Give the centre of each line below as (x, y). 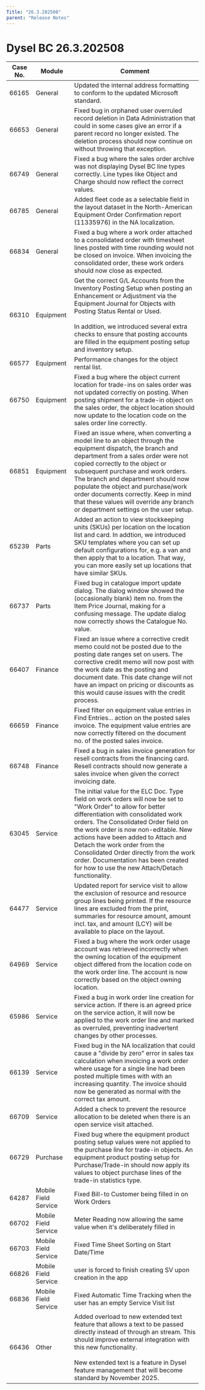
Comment (135, 71)
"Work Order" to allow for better (120, 807)
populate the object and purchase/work (131, 486)
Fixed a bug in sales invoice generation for (135, 751)
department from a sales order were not (131, 456)
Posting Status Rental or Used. (118, 311)
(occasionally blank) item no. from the (128, 599)
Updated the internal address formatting (131, 85)
